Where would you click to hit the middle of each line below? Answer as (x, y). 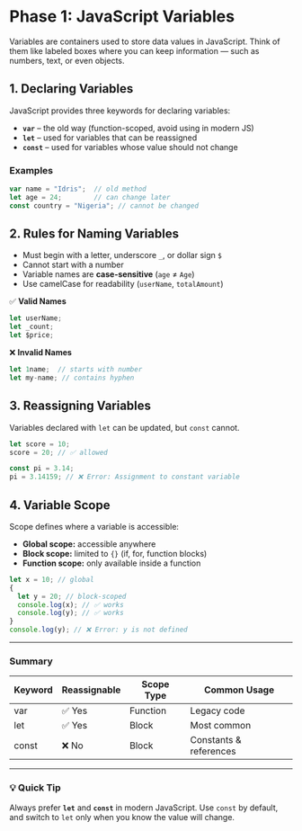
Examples (31, 170)
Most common (221, 726)
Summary (31, 661)
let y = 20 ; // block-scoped (72, 596)
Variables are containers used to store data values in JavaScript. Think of (145, 41)
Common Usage (239, 690)
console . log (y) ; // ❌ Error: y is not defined (98, 630)
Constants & (216, 740)
